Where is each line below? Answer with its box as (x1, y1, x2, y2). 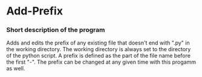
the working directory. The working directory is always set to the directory (6, 46, 191, 53)
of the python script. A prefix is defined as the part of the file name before (6, 52, 191, 60)
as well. (6, 65, 25, 72)
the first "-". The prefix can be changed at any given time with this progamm (6, 58, 197, 66)
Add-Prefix (6, 4, 64, 18)
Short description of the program (6, 26, 105, 34)
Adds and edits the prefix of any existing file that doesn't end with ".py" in (6, 39, 190, 46)
